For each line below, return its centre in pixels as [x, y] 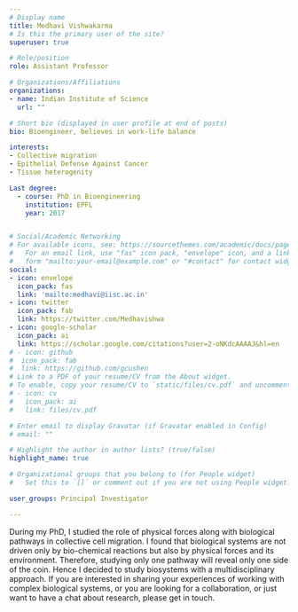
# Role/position [39, 59]
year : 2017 [45, 213]
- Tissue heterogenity [51, 172]
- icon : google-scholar [53, 327]
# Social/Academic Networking [65, 237]
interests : [29, 147]
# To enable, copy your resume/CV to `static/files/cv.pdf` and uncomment [150, 385]
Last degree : [33, 188]
